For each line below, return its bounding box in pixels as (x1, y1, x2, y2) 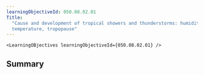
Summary (6, 59, 44, 69)
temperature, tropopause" (12, 25, 78, 32)
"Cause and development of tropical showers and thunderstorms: (12, 20, 178, 26)
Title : (6, 15, 23, 21)
